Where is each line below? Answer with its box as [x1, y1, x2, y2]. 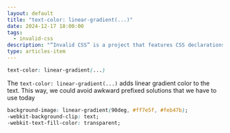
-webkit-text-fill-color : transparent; [7, 119, 121, 126]
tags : [7, 29, 23, 36]
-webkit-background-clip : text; [7, 113, 99, 120]
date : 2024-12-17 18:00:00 [7, 23, 84, 29]
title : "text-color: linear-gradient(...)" [7, 16, 133, 23]
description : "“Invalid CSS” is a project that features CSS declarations [7, 42, 225, 48]
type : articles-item [7, 48, 66, 55]
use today [7, 93, 36, 102]
